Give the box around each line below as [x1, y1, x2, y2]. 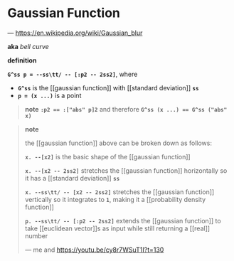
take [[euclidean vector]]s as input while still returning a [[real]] [24, 224, 211, 233]
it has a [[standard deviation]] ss [24, 174, 120, 182]
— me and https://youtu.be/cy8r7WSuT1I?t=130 [24, 245, 164, 254]
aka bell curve [7, 42, 50, 50]
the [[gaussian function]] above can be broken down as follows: [24, 139, 212, 147]
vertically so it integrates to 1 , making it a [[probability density [24, 195, 206, 203]
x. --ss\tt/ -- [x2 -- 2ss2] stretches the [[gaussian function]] [24, 187, 215, 196]
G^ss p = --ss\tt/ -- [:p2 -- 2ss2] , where [7, 70, 138, 78]
